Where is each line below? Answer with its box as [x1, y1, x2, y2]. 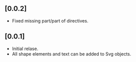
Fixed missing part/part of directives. [12, 17, 89, 23]
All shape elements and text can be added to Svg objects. [12, 50, 131, 57]
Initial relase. [12, 45, 39, 51]
